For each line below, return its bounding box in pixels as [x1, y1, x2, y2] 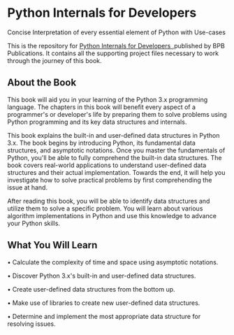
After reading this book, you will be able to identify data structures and [7, 197, 210, 205]
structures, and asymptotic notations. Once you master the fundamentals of [7, 145, 226, 155]
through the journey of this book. [7, 56, 103, 64]
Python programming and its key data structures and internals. [7, 117, 187, 126]
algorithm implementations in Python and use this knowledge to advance [7, 211, 217, 220]
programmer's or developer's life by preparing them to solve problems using [7, 110, 227, 118]
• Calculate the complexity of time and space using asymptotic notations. [7, 257, 219, 266]
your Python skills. [7, 219, 61, 227]
